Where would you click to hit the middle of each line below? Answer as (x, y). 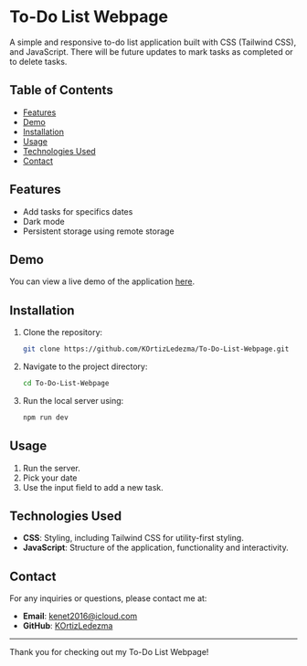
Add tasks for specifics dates (78, 211)
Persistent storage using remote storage (99, 231)
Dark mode (44, 221)
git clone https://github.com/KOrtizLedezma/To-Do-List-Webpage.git (156, 349)
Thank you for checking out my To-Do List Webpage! (109, 652)
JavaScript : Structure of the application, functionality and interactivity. (156, 548)
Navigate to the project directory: (85, 366)
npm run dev (45, 418)
